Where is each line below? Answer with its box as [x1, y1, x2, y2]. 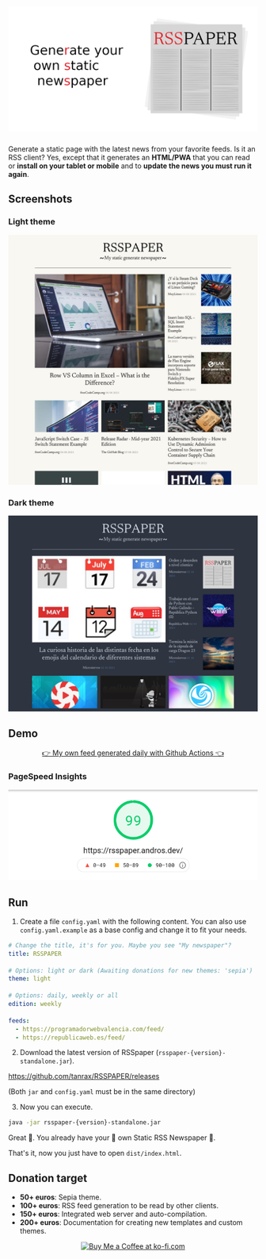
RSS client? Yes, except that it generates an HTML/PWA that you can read [8, 152, 251, 162]
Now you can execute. [19, 1102, 93, 1112]
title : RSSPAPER [8, 950, 62, 958]
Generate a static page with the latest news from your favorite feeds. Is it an [8, 144, 256, 153]
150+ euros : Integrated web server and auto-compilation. [19, 1209, 207, 1219]
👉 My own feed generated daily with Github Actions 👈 [42, 748, 224, 758]
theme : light [8, 975, 51, 983]
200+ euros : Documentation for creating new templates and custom [19, 1218, 243, 1227]
